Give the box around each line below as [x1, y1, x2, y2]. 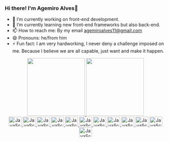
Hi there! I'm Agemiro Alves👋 [5, 5, 78, 12]
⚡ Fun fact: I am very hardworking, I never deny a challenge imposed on [12, 40, 164, 47]
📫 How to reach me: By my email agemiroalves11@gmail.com [12, 28, 142, 34]
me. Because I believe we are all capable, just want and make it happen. [12, 48, 164, 54]
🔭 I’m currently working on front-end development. [12, 16, 120, 23]
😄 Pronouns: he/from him [12, 35, 67, 41]
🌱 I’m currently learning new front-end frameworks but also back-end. [12, 22, 160, 28]
